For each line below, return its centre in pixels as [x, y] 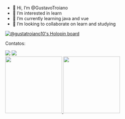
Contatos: [15, 43]
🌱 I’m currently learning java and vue [51, 18]
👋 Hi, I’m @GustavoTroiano [40, 8]
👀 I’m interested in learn [37, 13]
